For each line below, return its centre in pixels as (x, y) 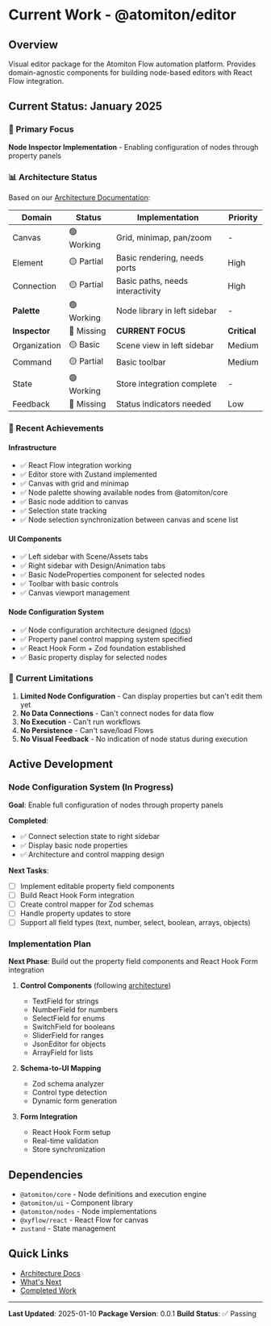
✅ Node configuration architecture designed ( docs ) (105, 630)
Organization (37, 346)
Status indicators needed (163, 403)
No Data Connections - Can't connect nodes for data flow (117, 713)
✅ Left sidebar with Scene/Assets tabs (84, 557)
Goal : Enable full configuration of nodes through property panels (116, 805)
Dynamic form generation (75, 1101)
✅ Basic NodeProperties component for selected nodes (113, 575)
